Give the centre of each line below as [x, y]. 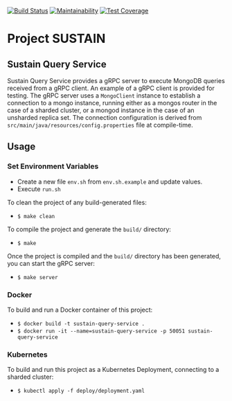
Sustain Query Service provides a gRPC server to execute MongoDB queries [116, 81]
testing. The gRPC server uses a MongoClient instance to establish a [104, 96]
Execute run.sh [39, 189]
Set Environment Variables [53, 166]
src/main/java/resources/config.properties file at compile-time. [100, 125]
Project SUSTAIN [56, 39]
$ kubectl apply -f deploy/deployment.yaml [81, 391]
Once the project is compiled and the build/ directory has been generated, [114, 256]
